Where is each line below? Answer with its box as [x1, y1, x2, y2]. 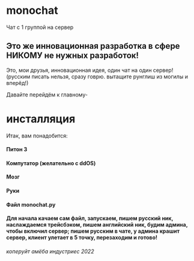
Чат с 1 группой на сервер [6, 24, 74, 31]
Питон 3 [6, 146, 28, 153]
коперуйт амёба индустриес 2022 [6, 248, 94, 255]
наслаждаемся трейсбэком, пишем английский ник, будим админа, [6, 221, 188, 228]
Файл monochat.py [6, 201, 56, 208]
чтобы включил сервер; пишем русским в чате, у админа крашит [6, 227, 180, 235]
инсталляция [6, 112, 76, 125]
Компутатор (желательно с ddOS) [6, 159, 96, 166]
